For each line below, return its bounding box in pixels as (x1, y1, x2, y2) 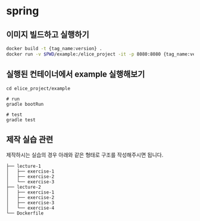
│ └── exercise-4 (6, 205, 55, 211)
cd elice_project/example (6, 85, 70, 91)
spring (6, 4, 39, 18)
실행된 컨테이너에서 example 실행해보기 (6, 69, 145, 79)
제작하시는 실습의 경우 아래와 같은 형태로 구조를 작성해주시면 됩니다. (6, 151, 164, 159)
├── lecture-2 (6, 184, 42, 191)
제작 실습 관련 (6, 134, 54, 145)
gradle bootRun (6, 101, 44, 107)
